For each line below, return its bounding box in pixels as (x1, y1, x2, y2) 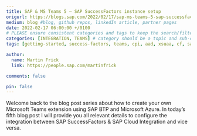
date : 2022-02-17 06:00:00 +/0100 (6, 25, 91, 31)
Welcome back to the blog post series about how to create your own (6, 100, 172, 107)
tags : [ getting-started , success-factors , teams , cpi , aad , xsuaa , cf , (6, 41, 185, 47)
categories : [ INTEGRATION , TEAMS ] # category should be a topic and (6, 36, 177, 41)
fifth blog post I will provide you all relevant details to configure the (6, 112, 167, 119)
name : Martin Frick (11, 57, 59, 63)
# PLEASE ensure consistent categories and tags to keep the (6, 30, 159, 36)
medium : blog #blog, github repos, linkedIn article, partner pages (6, 19, 177, 25)
